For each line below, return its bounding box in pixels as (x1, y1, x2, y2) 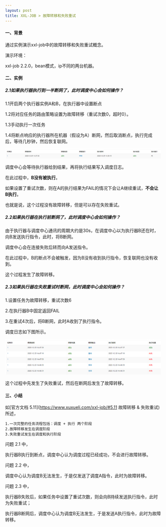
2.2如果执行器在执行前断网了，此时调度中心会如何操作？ (5, 214, 121, 220)
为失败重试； (5, 500, 31, 506)
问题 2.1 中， (5, 441, 31, 447)
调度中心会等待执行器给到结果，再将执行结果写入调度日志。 (5, 164, 126, 170)
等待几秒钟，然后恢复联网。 (13, 139, 70, 145)
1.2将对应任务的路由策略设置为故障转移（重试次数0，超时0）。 (5, 111, 131, 117)
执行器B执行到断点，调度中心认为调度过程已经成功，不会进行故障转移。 (5, 452, 151, 458)
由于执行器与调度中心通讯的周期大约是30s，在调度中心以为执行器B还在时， (5, 228, 159, 234)
